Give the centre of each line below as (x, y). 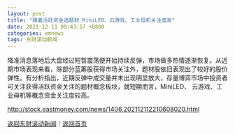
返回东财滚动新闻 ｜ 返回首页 (47, 124)
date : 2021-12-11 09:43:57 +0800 (56, 27)
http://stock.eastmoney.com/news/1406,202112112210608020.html (104, 110)
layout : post (26, 14)
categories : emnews (36, 33)
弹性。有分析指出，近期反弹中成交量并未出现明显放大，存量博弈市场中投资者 (117, 78)
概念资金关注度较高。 (62, 96)
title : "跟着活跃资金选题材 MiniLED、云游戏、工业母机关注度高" (91, 20)
